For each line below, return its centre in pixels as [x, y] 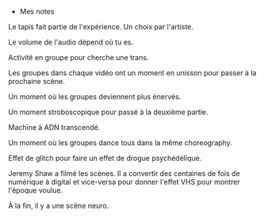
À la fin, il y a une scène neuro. [59, 206]
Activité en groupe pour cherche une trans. [78, 57]
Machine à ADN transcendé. [54, 127]
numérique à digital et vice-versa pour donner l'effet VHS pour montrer [124, 182]
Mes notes [37, 11]
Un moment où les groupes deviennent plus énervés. [95, 97]
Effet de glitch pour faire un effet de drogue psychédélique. [105, 158]
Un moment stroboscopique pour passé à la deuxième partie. [108, 112]
